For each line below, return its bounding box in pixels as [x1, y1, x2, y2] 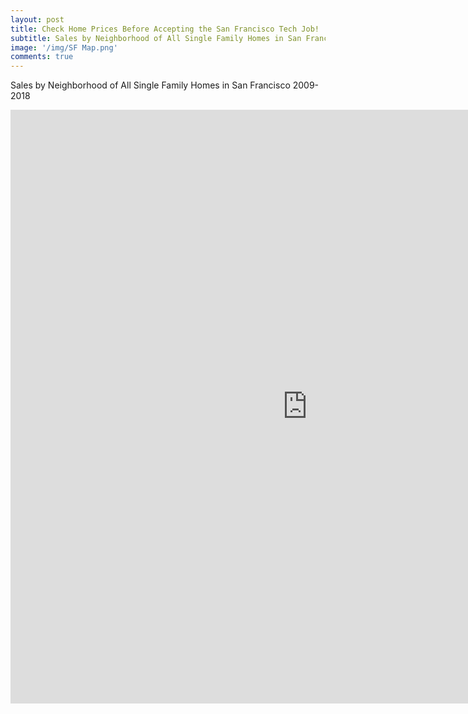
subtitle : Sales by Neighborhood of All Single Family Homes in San [10, 33, 302, 43]
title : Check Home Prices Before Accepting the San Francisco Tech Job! [10, 24, 320, 34]
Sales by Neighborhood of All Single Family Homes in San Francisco [10, 79, 291, 91]
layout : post [10, 14, 65, 25]
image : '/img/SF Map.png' [10, 42, 118, 53]
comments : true [10, 52, 74, 62]
